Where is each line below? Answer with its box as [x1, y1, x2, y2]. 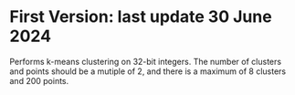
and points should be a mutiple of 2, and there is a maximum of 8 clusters [9, 66, 287, 77]
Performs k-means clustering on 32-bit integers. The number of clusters [9, 56, 281, 67]
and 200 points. [9, 75, 69, 86]
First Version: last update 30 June [9, 6, 272, 27]
